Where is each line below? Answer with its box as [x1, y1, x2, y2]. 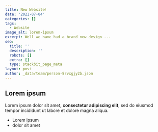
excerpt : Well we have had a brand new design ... [5, 35, 111, 40]
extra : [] [9, 57, 29, 62]
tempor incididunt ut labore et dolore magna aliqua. [5, 107, 109, 113]
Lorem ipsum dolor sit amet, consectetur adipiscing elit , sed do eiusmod [5, 102, 154, 108]
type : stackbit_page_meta [9, 62, 63, 67]
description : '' [9, 48, 43, 53]
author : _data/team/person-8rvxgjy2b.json [5, 71, 93, 76]
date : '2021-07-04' [5, 12, 45, 17]
